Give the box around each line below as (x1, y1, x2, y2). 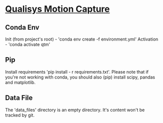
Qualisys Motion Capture (5, 3, 110, 15)
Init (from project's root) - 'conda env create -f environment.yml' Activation (5, 36, 159, 42)
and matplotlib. (5, 79, 36, 85)
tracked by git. (5, 112, 35, 118)
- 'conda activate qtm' (5, 41, 51, 47)
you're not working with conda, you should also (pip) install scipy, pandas (5, 74, 155, 80)
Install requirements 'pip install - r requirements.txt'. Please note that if (5, 69, 149, 75)
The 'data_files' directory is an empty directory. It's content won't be (5, 107, 145, 113)
